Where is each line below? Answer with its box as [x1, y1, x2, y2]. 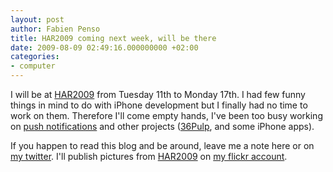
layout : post [10, 14, 65, 25]
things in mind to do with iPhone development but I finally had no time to [10, 99, 308, 111]
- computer [10, 61, 56, 71]
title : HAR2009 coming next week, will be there [10, 33, 217, 43]
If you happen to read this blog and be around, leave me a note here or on [10, 140, 315, 151]
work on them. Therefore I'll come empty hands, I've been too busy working [10, 110, 323, 121]
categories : [10, 52, 60, 62]
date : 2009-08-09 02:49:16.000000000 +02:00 [10, 42, 199, 53]
